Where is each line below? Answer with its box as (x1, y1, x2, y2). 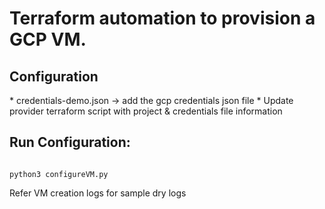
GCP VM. (9, 28, 87, 51)
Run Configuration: (9, 134, 131, 151)
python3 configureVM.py (9, 169, 109, 179)
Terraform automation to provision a (9, 7, 316, 30)
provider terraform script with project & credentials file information (9, 105, 283, 117)
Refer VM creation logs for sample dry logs (9, 187, 187, 199)
